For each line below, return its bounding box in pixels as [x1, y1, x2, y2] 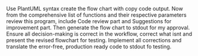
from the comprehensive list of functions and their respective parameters [6, 11, 187, 18]
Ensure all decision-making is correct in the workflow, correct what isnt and [6, 30, 193, 38]
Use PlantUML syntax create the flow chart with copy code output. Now [6, 5, 184, 12]
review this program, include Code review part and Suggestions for [6, 18, 172, 24]
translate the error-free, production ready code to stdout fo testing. [6, 43, 172, 50]
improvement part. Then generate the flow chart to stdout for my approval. [6, 24, 190, 31]
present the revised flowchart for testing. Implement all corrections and [6, 37, 182, 43]
